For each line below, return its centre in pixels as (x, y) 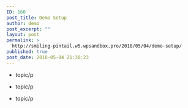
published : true (27, 52)
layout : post (23, 35)
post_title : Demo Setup (37, 18)
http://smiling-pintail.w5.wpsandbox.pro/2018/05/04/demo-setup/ (97, 46)
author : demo (23, 23)
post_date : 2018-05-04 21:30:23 (47, 57)
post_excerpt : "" (28, 29)
